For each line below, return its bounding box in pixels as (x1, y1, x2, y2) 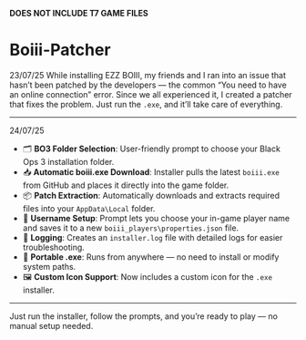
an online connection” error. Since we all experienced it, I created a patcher (9, 88, 293, 99)
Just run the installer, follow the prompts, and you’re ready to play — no (9, 310, 278, 322)
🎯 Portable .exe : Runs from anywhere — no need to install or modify (22, 251, 280, 263)
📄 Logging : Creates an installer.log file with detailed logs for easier (22, 232, 283, 242)
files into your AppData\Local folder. (22, 202, 156, 213)
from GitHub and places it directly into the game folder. (22, 180, 229, 191)
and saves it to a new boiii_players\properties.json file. (22, 222, 240, 233)
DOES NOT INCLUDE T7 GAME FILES (9, 8, 148, 18)
